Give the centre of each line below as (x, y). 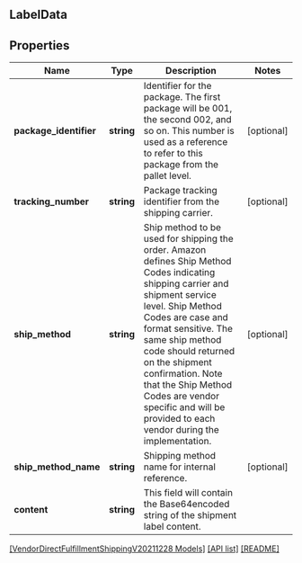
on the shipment (178, 362)
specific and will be (184, 407)
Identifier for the (178, 86)
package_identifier (55, 131)
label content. (172, 527)
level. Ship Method (182, 307)
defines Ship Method (187, 262)
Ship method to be (182, 228)
